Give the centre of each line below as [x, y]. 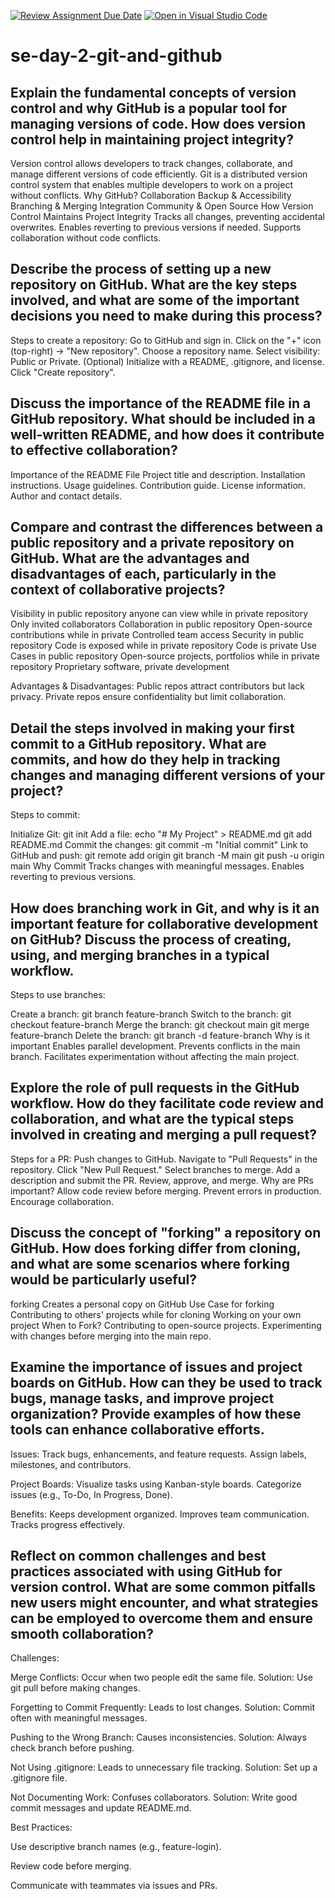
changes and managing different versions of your [168, 775]
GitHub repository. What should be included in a [163, 419]
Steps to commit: [45, 815]
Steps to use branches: [58, 995]
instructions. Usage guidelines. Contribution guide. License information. [158, 485]
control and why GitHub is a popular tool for [149, 108]
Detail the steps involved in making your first [152, 728]
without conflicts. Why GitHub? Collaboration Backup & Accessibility [151, 195]
